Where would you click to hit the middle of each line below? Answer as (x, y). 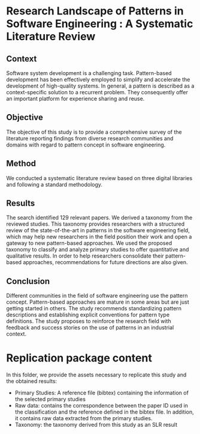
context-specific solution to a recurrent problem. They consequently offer (97, 92)
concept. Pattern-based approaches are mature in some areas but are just (98, 302)
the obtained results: (32, 381)
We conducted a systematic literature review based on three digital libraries (99, 178)
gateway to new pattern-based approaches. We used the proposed (89, 243)
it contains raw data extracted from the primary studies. (84, 418)
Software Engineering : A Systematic (100, 24)
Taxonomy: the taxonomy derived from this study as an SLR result (96, 425)
